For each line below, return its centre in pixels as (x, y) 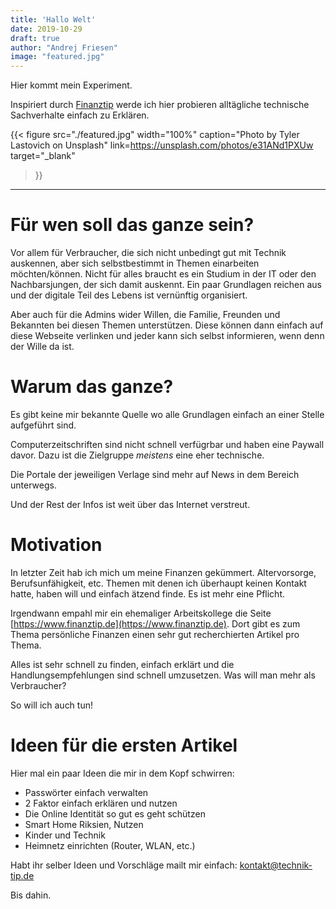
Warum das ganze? (92, 387)
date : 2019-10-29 (46, 29)
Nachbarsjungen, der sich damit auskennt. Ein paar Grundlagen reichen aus (166, 285)
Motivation (56, 545)
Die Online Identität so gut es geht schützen (115, 813)
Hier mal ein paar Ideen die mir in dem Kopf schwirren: (122, 773)
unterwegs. (33, 485)
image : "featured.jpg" (57, 57)
